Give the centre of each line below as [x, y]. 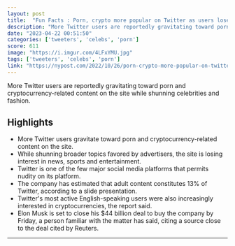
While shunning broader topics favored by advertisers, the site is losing [120, 154]
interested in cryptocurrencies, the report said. [85, 206]
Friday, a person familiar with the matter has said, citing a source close [119, 221]
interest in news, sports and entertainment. [79, 161]
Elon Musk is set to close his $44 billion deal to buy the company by [115, 213]
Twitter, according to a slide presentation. [77, 191]
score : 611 [23, 46]
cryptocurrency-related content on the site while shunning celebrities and [113, 93]
